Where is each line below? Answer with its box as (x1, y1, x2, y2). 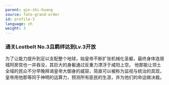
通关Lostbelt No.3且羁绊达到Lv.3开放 (5, 43, 96, 50)
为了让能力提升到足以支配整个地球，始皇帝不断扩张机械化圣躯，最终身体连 (5, 55, 160, 61)
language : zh (5, 21, 33, 26)
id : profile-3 (5, 16, 35, 21)
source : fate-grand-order (5, 12, 60, 17)
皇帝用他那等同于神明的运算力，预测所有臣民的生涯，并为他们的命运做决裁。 (5, 74, 164, 80)
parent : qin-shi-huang (5, 7, 53, 12)
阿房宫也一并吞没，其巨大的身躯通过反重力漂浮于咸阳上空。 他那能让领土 (9, 62, 161, 68)
